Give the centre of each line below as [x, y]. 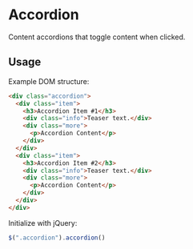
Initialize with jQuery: [43, 223]
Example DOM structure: [49, 81]
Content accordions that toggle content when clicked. [97, 37]
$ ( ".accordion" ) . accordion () [57, 238]
